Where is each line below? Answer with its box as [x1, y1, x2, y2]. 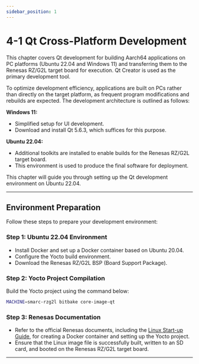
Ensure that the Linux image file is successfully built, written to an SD [14, 339, 184, 346]
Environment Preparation [6, 202, 101, 213]
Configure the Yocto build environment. [14, 253, 111, 260]
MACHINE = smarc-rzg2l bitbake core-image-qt [6, 299, 115, 305]
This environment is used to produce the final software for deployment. [14, 162, 189, 169]
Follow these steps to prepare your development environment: [6, 218, 158, 226]
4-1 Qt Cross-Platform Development [6, 34, 187, 48]
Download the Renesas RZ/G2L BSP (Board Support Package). [14, 259, 168, 266]
